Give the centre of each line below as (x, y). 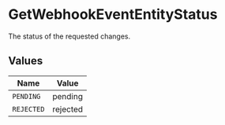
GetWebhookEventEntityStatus (113, 15)
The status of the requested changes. (69, 36)
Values (26, 61)
